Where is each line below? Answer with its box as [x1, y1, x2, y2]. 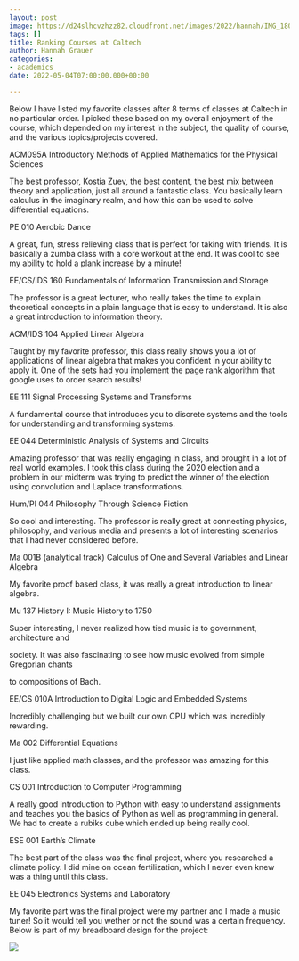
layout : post [9, 12, 58, 22]
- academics [9, 63, 53, 72]
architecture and [9, 632, 69, 643]
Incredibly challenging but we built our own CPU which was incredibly [9, 710, 266, 721]
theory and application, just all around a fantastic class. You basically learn [9, 185, 283, 196]
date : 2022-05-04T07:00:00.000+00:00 [9, 71, 149, 80]
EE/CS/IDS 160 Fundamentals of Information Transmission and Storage [9, 275, 269, 285]
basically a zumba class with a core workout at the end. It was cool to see [9, 248, 280, 259]
